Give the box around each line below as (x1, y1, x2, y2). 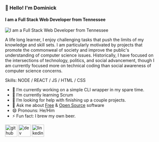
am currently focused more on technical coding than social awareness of (5, 63, 152, 69)
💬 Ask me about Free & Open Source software (12, 102, 105, 108)
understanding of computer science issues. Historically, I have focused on (5, 52, 154, 58)
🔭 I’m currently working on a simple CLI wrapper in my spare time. (12, 87, 144, 93)
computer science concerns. (5, 68, 63, 74)
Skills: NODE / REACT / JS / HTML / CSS (5, 78, 86, 83)
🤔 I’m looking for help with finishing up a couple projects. (12, 97, 126, 103)
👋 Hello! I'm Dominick (5, 4, 57, 11)
